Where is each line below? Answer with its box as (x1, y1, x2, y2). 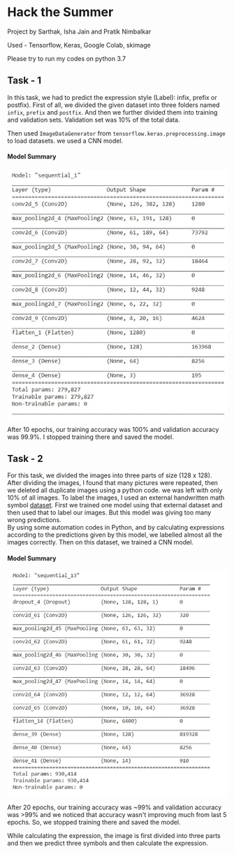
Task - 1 (7, 75, 42, 87)
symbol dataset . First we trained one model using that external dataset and (7, 501, 223, 509)
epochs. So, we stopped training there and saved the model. (7, 818, 181, 827)
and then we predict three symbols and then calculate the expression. (7, 839, 208, 848)
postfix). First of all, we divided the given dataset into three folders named (7, 101, 220, 109)
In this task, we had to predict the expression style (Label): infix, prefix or (7, 93, 218, 101)
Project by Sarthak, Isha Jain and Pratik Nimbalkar (7, 27, 152, 36)
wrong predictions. (7, 516, 61, 524)
